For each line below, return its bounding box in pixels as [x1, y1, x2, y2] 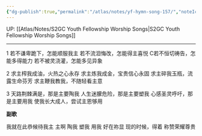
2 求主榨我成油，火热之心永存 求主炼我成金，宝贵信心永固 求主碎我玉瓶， [6, 69, 188, 77]
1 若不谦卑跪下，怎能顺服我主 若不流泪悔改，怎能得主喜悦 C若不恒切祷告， [6, 49, 191, 57]
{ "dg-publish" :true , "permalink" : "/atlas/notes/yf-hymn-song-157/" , [6, 8, 179, 15]
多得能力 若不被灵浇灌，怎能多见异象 [11, 57, 103, 64]
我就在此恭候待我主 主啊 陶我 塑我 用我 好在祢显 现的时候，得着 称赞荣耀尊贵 [6, 123, 196, 130]
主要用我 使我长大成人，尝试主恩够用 [11, 97, 103, 105]
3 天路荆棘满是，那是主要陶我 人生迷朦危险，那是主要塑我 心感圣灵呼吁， [6, 90, 188, 97]
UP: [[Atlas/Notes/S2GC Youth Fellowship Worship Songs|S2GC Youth [6, 25, 180, 32]
